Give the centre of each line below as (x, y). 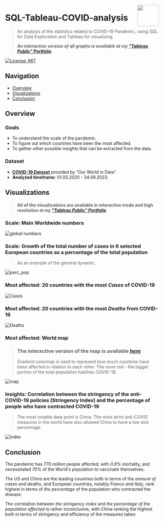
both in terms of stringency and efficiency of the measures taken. (71, 514)
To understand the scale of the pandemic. (54, 138)
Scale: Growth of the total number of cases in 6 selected (73, 246)
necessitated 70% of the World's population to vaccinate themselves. (75, 469)
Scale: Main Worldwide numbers (45, 223)
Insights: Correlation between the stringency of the (67, 394)
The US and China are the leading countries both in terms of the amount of (81, 479)
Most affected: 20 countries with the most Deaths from (72, 308)
